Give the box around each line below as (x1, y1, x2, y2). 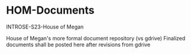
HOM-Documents (6, 4, 95, 17)
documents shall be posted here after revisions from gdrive (6, 41, 151, 48)
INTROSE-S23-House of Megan (6, 23, 84, 30)
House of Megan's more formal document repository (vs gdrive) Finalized (6, 34, 186, 42)
